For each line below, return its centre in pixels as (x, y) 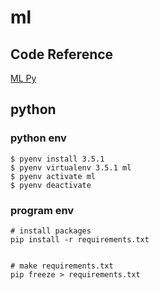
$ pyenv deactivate (51, 185)
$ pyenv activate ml (53, 176)
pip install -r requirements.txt (80, 239)
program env (42, 210)
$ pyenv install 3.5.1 (57, 159)
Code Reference (62, 54)
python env (38, 138)
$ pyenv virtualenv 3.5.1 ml (71, 167)
